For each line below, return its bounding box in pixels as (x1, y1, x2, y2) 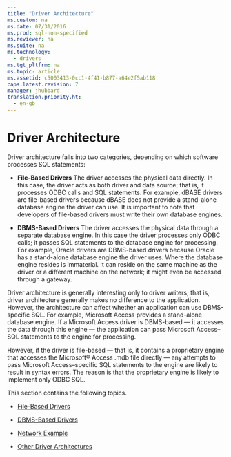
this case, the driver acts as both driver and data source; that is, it (17, 180, 205, 189)
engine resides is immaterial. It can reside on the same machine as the (17, 260, 217, 268)
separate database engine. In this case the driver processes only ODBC (17, 231, 221, 239)
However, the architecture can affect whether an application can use (7, 303, 202, 311)
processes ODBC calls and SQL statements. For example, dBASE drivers (17, 188, 223, 196)
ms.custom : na (7, 17, 48, 24)
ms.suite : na (7, 42, 45, 49)
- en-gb (13, 100, 36, 107)
